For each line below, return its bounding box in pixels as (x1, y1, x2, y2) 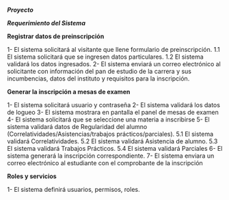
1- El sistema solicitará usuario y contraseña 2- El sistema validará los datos (7, 101, 221, 109)
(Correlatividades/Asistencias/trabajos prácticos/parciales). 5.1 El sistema (7, 130, 214, 138)
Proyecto (7, 6, 34, 14)
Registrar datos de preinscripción (7, 32, 105, 40)
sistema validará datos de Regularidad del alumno (7, 123, 148, 130)
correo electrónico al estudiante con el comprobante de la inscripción (7, 159, 203, 167)
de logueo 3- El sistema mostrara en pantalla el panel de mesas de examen (7, 109, 219, 116)
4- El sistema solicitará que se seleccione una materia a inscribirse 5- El (7, 115, 210, 124)
